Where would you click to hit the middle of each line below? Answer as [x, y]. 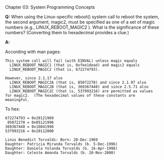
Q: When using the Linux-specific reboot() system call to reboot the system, [82, 17]
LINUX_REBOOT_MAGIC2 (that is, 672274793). [55, 69]
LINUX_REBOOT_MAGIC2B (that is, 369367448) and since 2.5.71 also [79, 87]
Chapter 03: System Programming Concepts [50, 7]
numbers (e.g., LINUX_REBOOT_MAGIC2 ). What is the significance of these [82, 27]
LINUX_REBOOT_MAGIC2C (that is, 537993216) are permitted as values [81, 91]
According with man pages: [33, 52]
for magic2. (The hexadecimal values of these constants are [70, 96]
